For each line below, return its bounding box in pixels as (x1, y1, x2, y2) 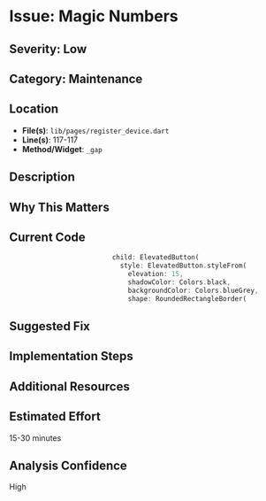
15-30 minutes (9, 432, 62, 443)
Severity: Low (9, 42, 87, 57)
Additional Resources (9, 379, 130, 394)
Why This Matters (9, 199, 110, 214)
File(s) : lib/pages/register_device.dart (21, 125, 170, 135)
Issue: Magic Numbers (9, 6, 179, 27)
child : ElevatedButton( (111, 253, 200, 262)
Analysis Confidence (9, 459, 128, 473)
